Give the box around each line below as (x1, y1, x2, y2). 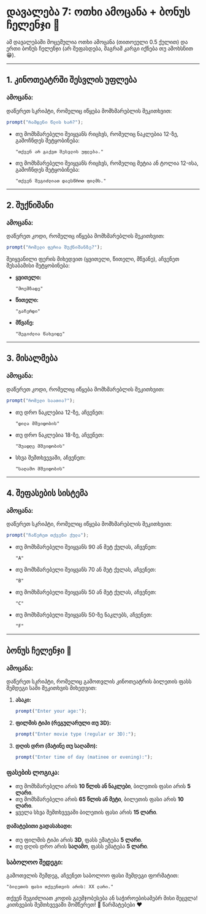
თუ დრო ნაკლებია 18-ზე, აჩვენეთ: (15, 431, 104, 439)
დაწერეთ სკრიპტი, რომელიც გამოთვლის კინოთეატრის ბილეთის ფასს (6, 677, 192, 685)
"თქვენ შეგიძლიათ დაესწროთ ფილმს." (15, 177, 107, 184)
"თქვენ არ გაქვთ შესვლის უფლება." (15, 148, 104, 155)
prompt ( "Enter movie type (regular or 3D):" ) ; (15, 731, 137, 737)
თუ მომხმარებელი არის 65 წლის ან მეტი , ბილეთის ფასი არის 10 (15, 795, 184, 802)
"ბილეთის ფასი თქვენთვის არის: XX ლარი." (6, 884, 114, 890)
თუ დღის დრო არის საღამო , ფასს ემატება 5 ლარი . (15, 843, 149, 850)
